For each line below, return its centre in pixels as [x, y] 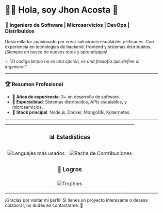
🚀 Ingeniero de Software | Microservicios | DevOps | [67, 25]
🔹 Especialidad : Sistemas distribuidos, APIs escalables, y [69, 102]
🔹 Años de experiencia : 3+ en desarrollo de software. [66, 97]
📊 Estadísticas [70, 137]
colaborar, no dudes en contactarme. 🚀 [44, 205]
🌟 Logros [70, 169]
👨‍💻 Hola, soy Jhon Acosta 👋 [62, 10]
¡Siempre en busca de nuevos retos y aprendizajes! [56, 52]
